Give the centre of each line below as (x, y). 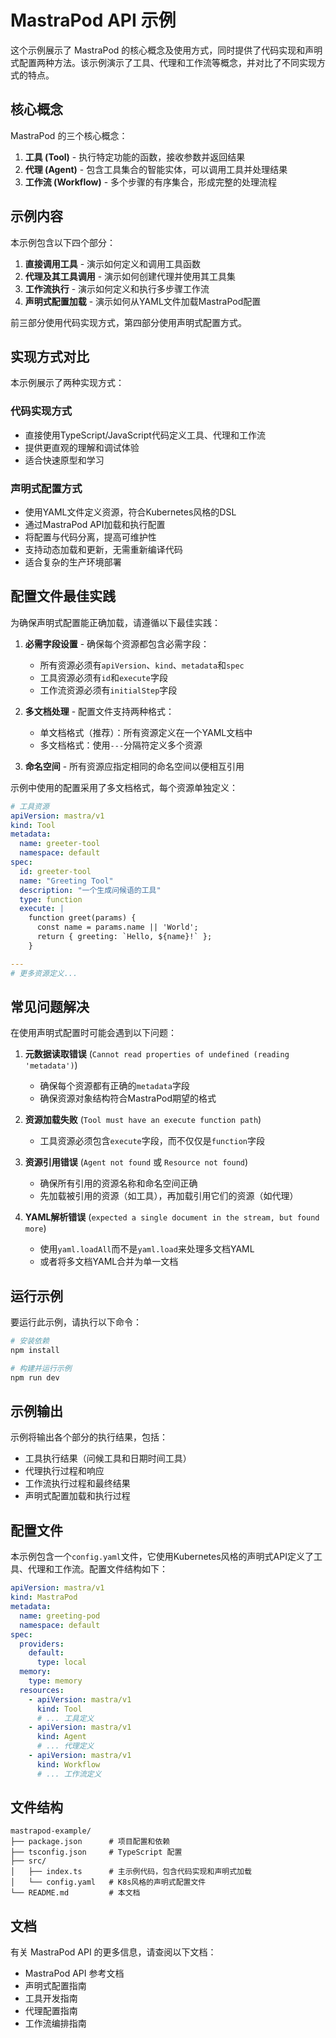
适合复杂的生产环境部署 (73, 562)
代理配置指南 (51, 2011)
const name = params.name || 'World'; (117, 927)
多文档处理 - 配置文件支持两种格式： (99, 711)
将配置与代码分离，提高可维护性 (90, 537)
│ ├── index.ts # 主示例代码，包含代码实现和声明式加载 (131, 1872)
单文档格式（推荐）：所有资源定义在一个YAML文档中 (146, 732)
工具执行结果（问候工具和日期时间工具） (108, 1458)
